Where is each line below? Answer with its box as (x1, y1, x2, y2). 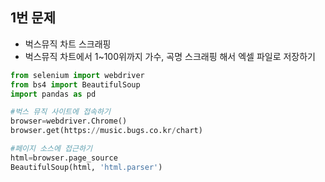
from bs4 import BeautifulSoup (10, 79, 141, 90)
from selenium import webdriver (10, 70, 145, 80)
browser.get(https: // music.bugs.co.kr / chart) (10, 126, 203, 136)
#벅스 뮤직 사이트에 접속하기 (10, 107, 111, 117)
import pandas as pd (10, 89, 97, 99)
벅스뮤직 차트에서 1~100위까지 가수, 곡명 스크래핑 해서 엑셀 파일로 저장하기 (24, 50, 316, 62)
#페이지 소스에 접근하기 (10, 144, 93, 154)
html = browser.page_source (10, 153, 118, 163)
